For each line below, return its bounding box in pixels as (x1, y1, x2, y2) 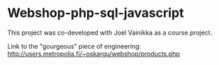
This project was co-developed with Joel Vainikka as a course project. (7, 28, 213, 37)
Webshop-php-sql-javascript (7, 5, 184, 21)
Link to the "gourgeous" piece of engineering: (7, 42, 142, 50)
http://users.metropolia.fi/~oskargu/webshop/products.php (7, 49, 181, 58)
